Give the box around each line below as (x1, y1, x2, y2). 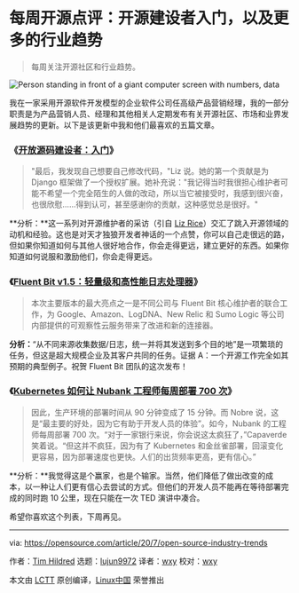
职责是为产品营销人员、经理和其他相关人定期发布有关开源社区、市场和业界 (9, 108, 281, 119)
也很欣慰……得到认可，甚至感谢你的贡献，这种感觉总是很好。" (30, 199, 259, 210)
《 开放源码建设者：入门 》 (9, 144, 119, 156)
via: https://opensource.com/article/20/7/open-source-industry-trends (9, 537, 268, 548)
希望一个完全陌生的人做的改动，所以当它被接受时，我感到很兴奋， (46, 188, 288, 199)
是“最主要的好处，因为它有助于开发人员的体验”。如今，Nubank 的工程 (30, 418, 287, 429)
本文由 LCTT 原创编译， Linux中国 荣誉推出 (9, 574, 165, 585)
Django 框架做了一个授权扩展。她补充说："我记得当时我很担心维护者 (30, 177, 281, 187)
